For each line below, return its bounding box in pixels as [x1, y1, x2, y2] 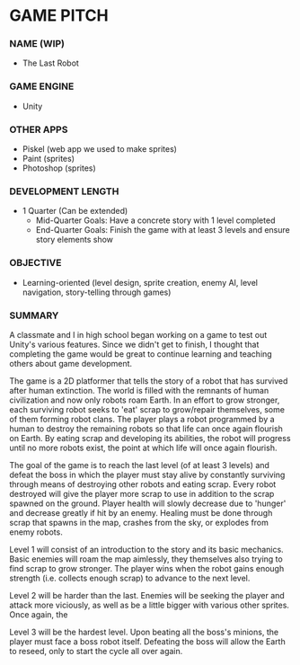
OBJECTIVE [9, 257, 62, 270]
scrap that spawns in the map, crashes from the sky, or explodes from [9, 517, 269, 528]
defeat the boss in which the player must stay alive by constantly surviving [9, 469, 286, 480]
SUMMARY [9, 309, 59, 322]
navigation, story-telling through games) [22, 287, 172, 297]
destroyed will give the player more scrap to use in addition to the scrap [9, 488, 275, 499]
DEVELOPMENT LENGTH [9, 185, 119, 198]
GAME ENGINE [9, 80, 75, 93]
